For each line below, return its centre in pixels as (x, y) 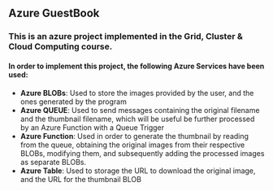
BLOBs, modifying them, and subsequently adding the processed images (142, 153)
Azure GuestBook (54, 13)
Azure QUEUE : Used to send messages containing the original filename (140, 110)
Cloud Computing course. (61, 46)
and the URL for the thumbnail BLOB (81, 179)
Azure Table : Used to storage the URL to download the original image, (138, 171)
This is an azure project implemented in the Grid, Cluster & (126, 37)
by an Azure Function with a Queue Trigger (92, 127)
